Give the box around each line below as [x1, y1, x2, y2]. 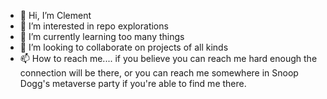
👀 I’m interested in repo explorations [19, 20, 169, 32]
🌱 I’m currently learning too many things [19, 31, 185, 42]
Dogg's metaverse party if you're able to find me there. [19, 78, 247, 89]
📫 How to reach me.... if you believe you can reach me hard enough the [19, 53, 318, 64]
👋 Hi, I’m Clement [19, 10, 92, 21]
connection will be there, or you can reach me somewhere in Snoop [19, 67, 299, 79]
